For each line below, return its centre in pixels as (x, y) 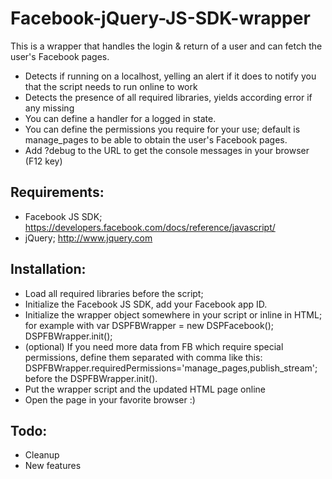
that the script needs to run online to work (111, 86)
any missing (49, 108)
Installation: (48, 269)
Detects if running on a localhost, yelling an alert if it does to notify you (170, 76)
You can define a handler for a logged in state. (120, 118)
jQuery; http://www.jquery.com (88, 238)
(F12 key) (43, 161)
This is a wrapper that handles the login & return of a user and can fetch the (166, 46)
